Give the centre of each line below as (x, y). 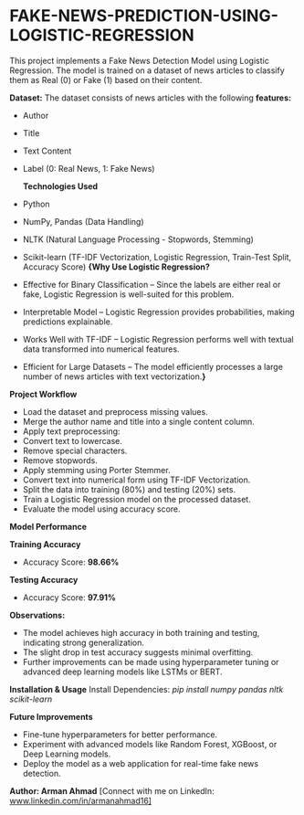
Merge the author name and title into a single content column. (139, 421)
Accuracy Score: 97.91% (69, 597)
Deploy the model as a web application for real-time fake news (140, 763)
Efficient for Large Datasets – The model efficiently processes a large (152, 366)
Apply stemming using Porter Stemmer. (96, 470)
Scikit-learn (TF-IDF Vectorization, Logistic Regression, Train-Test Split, (157, 257)
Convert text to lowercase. (73, 440)
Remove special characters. (75, 450)
